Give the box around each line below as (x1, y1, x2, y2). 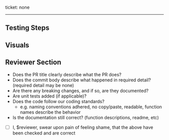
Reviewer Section (5, 58, 61, 67)
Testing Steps (5, 24, 50, 32)
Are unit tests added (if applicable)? (12, 93, 87, 99)
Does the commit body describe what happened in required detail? (12, 77, 151, 83)
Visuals (5, 40, 29, 50)
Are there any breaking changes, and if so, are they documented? (12, 87, 149, 94)
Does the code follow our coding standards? (12, 98, 105, 104)
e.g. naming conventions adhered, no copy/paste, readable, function (20, 104, 162, 110)
